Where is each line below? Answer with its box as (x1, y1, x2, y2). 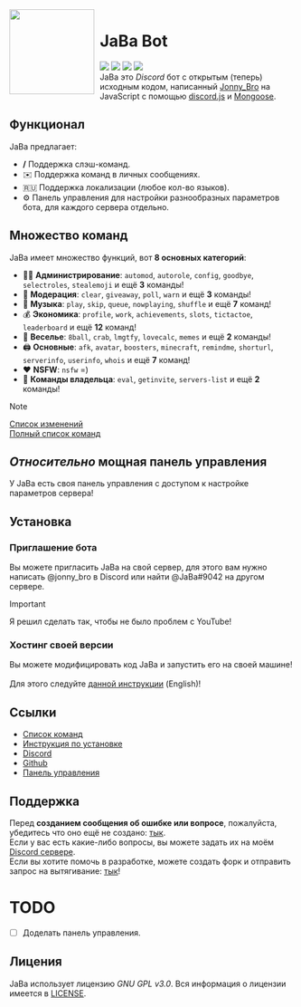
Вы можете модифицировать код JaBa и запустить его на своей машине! (9, 659, 293, 670)
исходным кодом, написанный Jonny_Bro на (99, 81, 271, 91)
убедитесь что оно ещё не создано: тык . (9, 827, 166, 838)
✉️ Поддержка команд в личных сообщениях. (22, 168, 201, 179)
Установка (9, 513, 72, 529)
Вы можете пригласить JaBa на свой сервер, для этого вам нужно (9, 561, 268, 573)
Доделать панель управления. (22, 927, 142, 938)
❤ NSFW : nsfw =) (22, 364, 89, 375)
